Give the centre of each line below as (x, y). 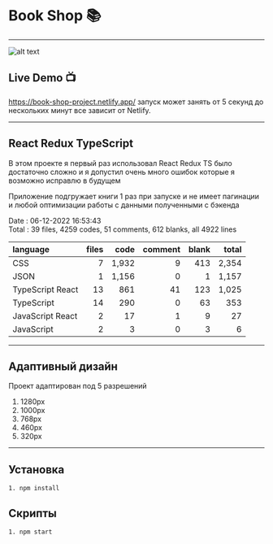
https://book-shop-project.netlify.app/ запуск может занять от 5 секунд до (136, 102)
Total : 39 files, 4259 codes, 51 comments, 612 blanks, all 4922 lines (123, 229)
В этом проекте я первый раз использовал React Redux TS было (121, 163)
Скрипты (32, 513)
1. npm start (30, 532)
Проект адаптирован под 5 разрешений (78, 386)
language (31, 249)
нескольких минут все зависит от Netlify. (80, 110)
